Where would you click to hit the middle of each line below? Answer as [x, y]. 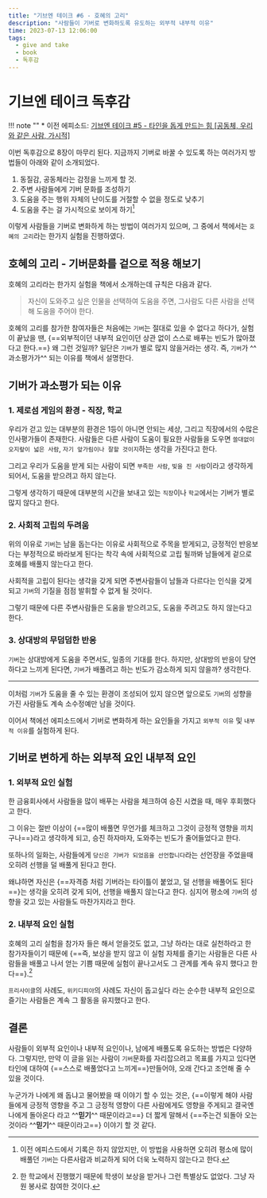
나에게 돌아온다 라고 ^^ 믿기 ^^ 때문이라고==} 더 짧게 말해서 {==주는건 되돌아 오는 [133, 1115]
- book [26, 53]
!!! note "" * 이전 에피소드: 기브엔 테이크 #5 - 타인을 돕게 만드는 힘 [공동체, [123, 125]
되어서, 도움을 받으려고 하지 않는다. [62, 475]
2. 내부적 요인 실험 [41, 924]
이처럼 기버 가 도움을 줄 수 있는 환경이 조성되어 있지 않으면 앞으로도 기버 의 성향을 [130, 693]
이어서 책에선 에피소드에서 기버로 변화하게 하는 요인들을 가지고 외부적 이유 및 [125, 720]
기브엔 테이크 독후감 [70, 102]
